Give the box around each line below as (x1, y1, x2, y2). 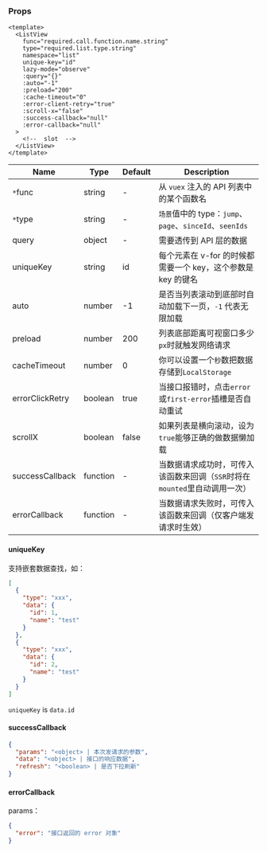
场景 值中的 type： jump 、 (158, 209, 248, 220)
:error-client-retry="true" (22, 100, 115, 108)
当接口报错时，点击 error (158, 381, 251, 393)
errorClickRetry (12, 393, 70, 404)
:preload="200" (22, 86, 73, 95)
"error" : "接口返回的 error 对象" (15, 830, 122, 838)
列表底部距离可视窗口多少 (158, 328, 254, 339)
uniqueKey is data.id (8, 705, 75, 714)
